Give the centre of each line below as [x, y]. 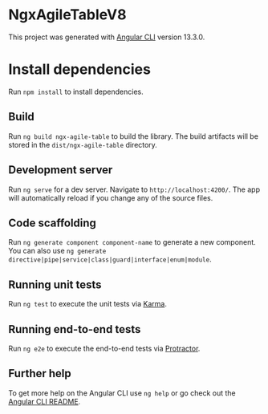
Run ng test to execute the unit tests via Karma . [87, 304]
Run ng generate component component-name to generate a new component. [132, 242]
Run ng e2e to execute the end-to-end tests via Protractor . [104, 348]
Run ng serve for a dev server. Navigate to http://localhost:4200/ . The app [134, 189]
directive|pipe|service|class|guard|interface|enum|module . [110, 259]
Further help [40, 373]
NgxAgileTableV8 [67, 15]
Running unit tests [55, 284]
